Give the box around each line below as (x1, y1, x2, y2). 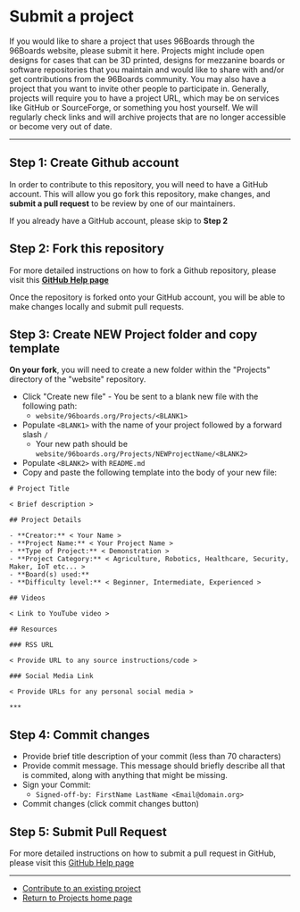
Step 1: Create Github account (9, 155, 179, 170)
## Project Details (9, 516, 82, 525)
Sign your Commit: (21, 779, 91, 791)
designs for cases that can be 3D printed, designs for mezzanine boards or (9, 54, 286, 65)
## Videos (9, 593, 46, 603)
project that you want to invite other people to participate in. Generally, (9, 83, 270, 94)
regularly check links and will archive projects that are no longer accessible (9, 112, 287, 122)
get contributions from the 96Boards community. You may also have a (9, 73, 266, 84)
